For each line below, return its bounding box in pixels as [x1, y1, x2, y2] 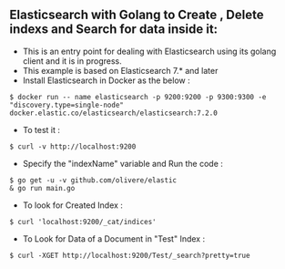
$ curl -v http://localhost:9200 [9, 141, 137, 151]
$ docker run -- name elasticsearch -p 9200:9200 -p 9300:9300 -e [9, 92, 267, 101]
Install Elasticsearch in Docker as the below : [22, 75, 190, 86]
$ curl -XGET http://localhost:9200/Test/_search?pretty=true [9, 251, 250, 260]
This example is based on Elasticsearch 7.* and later [22, 65, 219, 76]
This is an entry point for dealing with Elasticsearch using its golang [22, 46, 277, 57]
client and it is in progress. [22, 55, 122, 67]
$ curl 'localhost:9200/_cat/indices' [9, 217, 157, 226]
